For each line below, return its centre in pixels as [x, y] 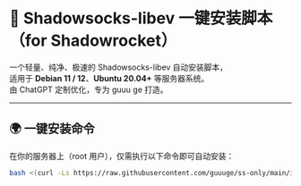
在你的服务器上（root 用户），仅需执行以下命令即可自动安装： [122, 156]
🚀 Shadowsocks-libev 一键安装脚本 [141, 18]
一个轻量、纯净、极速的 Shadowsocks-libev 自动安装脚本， [119, 67]
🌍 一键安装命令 [52, 129]
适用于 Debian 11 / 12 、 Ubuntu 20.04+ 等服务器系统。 [109, 78]
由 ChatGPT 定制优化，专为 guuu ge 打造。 [89, 89]
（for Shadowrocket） [93, 41]
